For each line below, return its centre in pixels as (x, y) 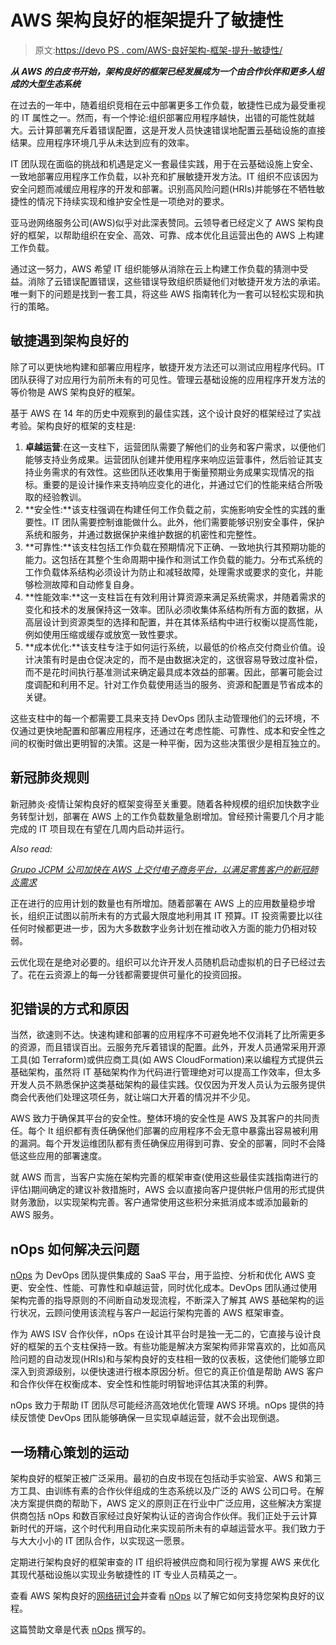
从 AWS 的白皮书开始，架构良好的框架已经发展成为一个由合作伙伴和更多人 (163, 71)
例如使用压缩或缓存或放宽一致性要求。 (103, 634)
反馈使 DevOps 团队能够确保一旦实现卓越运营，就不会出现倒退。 (151, 1418)
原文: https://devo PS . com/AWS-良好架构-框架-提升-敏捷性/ (158, 50)
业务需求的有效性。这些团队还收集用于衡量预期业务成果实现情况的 (169, 472)
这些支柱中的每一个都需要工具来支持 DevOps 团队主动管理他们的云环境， (161, 718)
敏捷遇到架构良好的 (69, 341)
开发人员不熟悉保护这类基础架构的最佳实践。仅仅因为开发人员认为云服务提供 (168, 1085)
